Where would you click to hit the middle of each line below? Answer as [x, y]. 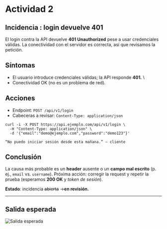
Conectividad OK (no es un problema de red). [59, 82]
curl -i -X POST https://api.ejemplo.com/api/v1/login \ [65, 124]
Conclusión [23, 157]
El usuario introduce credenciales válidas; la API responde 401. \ [79, 77]
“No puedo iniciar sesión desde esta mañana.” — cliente [65, 142]
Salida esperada [31, 209]
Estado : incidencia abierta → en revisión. [47, 189]
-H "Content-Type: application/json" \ [51, 129]
